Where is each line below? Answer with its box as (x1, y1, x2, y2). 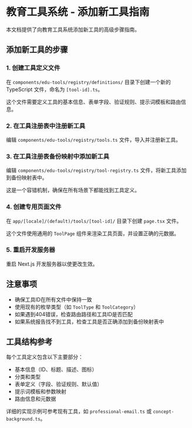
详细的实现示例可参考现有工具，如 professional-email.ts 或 (6, 408, 152, 415)
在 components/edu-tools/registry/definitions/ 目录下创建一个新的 (6, 78, 171, 85)
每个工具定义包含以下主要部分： (6, 353, 83, 360)
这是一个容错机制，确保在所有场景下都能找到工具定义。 (6, 186, 140, 194)
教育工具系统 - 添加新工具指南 (6, 5, 150, 19)
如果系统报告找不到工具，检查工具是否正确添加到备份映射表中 (14, 318, 164, 325)
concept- (153, 409, 174, 415)
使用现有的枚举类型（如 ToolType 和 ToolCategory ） (14, 303, 139, 310)
